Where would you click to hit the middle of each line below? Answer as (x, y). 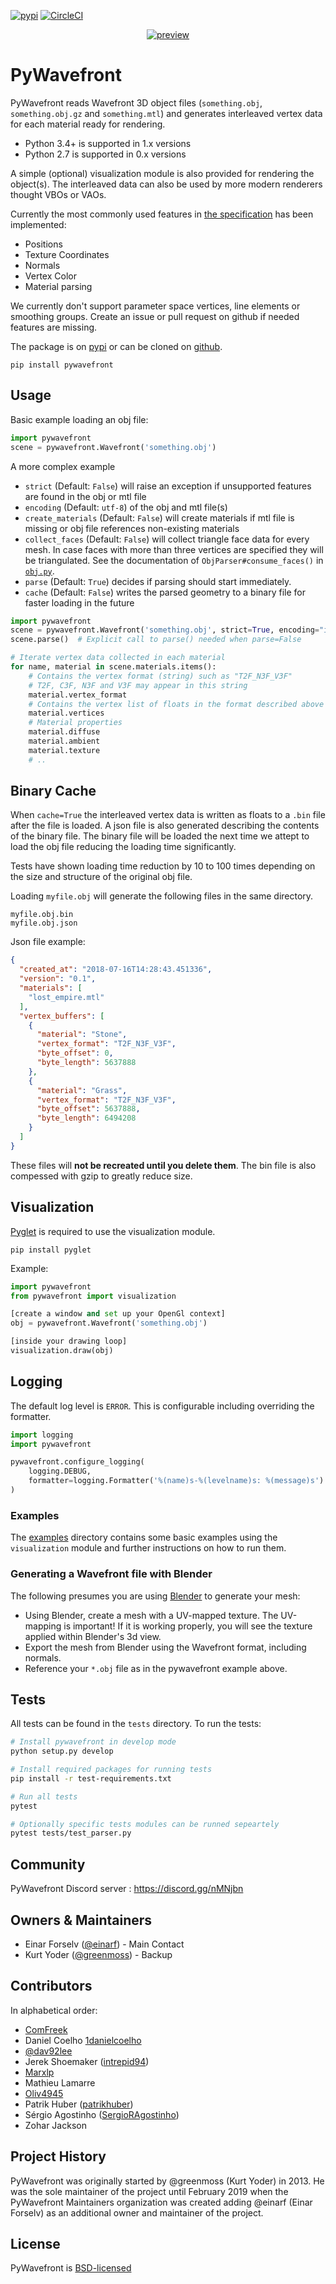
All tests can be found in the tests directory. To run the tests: (136, 1724)
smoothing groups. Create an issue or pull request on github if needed (155, 316)
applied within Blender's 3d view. (93, 1636)
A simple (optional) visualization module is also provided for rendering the (162, 173)
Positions (43, 244)
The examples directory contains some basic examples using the (144, 1537)
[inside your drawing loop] (69, 1341)
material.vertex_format (78, 695)
